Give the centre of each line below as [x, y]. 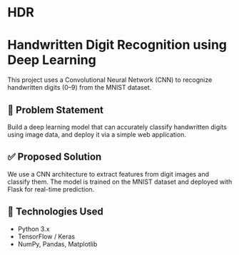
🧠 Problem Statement [56, 110]
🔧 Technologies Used [55, 212]
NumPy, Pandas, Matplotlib [57, 244]
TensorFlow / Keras [46, 236]
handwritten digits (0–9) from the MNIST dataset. [80, 88]
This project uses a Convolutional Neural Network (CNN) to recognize [110, 80]
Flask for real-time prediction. [51, 189]
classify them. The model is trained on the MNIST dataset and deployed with [120, 182]
